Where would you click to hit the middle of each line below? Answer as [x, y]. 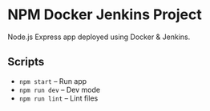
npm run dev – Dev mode [60, 89]
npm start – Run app [53, 81]
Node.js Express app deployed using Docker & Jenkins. [99, 37]
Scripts [26, 62]
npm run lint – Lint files [59, 98]
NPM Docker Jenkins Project [105, 15]
